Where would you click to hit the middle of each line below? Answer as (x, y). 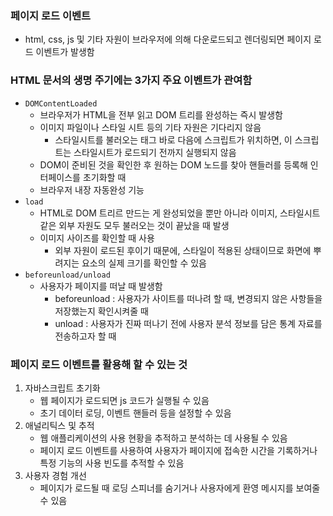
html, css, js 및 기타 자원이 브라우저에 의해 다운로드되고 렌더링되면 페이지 (168, 39)
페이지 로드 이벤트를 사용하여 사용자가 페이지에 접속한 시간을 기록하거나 (178, 450)
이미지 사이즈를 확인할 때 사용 (97, 238)
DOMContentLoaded (61, 103)
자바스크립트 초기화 (62, 388)
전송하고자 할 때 (85, 336)
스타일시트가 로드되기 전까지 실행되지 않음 (155, 152)
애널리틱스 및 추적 (59, 425)
